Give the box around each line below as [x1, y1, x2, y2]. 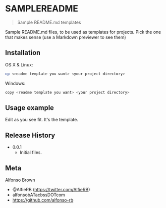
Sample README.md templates [17, 19, 81, 25]
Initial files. [19, 150, 42, 156]
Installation [5, 49, 41, 57]
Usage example [5, 104, 55, 112]
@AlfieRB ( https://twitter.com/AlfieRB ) [12, 186, 90, 192]
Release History [5, 131, 55, 139]
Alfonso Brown [5, 177, 36, 183]
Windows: [5, 80, 26, 86]
